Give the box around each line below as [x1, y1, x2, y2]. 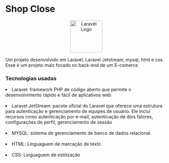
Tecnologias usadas [5, 75, 57, 82]
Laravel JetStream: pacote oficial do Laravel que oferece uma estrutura [12, 103, 163, 109]
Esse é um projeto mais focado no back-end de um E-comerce [5, 62, 138, 68]
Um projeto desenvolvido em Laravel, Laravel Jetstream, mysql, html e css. [5, 56, 164, 63]
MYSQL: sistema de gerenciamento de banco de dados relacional [12, 130, 151, 136]
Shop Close [5, 3, 55, 15]
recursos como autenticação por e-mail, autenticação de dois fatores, [5, 114, 153, 120]
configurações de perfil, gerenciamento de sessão [5, 119, 112, 126]
